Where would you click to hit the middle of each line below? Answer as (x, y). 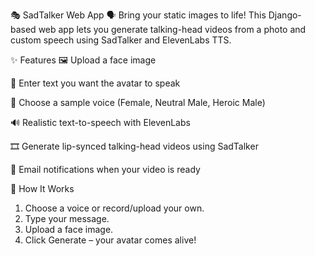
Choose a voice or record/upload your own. (114, 208)
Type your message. (67, 218)
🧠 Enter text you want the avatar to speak (95, 83)
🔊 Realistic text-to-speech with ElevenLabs (100, 122)
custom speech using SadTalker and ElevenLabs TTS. (121, 40)
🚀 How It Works (42, 188)
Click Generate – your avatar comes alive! (110, 240)
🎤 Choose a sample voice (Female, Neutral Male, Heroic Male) (138, 102)
